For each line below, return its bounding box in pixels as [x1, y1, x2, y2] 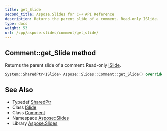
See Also [5, 86, 33, 94]
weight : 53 [5, 26, 28, 31]
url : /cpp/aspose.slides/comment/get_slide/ [5, 30, 99, 35]
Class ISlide [12, 104, 37, 110]
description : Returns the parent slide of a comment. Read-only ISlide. [5, 16, 159, 21]
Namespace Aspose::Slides [12, 115, 69, 121]
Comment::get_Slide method [5, 49, 96, 57]
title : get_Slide [5, 7, 41, 12]
